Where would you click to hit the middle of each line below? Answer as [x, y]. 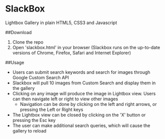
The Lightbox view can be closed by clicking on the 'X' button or [79, 115]
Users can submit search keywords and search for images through [81, 72]
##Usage [15, 62]
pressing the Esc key [34, 120]
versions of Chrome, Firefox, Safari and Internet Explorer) [72, 53]
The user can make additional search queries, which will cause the [81, 125]
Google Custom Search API [41, 77]
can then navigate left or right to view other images [65, 99]
